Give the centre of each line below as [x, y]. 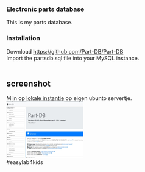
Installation [23, 38]
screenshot [28, 83]
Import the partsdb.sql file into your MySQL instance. [73, 58]
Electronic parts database [45, 9]
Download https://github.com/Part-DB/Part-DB [65, 51]
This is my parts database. [40, 23]
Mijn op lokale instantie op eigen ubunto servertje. [69, 98]
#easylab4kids [25, 162]
